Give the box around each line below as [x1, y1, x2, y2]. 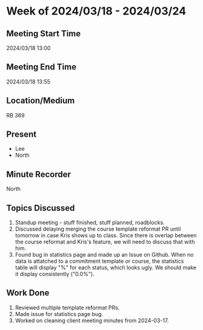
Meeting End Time [6, 62, 77, 72]
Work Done [6, 288, 50, 298]
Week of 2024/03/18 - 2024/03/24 [6, 4, 187, 18]
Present [6, 129, 37, 140]
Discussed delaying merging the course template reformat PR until [15, 225, 181, 233]
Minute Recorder [6, 169, 71, 179]
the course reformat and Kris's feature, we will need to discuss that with [15, 238, 195, 246]
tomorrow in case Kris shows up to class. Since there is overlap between [15, 232, 197, 239]
